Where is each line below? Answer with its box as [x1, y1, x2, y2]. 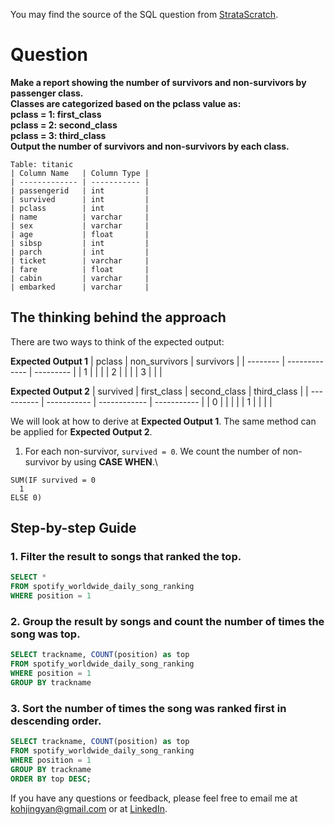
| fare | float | [10, 264, 150, 274]
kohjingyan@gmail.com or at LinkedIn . [10, 802, 168, 814]
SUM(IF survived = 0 [10, 475, 97, 485]
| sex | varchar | [10, 220, 150, 231]
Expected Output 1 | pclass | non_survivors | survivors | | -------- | [10, 355, 286, 367]
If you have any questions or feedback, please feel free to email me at [10, 792, 298, 804]
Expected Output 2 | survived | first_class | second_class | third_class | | [10, 385, 309, 397]
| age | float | [10, 229, 150, 239]
